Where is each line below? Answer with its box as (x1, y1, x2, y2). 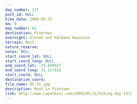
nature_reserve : (5, 44, 39, 49)
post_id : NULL (5, 12, 35, 17)
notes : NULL (5, 49, 30, 54)
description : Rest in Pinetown (5, 86, 70, 91)
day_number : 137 (5, 7, 39, 12)
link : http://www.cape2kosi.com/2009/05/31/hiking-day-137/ (5, 91, 133, 96)
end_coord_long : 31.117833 (5, 68, 61, 73)
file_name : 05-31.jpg (5, 81, 50, 86)
